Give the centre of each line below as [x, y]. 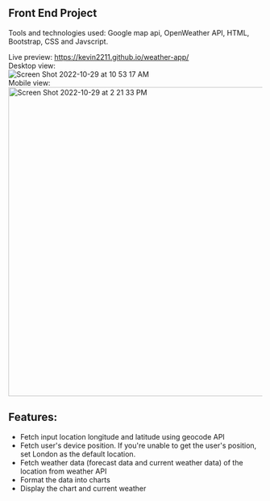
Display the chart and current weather [83, 488]
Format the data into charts [65, 479]
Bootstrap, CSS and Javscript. [58, 41]
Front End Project [53, 13]
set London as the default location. [78, 454]
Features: [33, 417]
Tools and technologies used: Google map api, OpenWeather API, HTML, [129, 32]
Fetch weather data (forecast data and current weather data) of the [131, 462]
